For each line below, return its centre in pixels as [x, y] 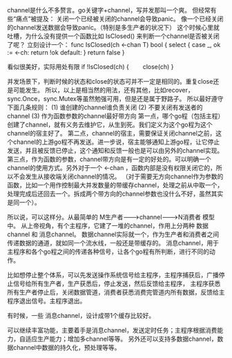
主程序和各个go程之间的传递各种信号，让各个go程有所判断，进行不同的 [108, 252]
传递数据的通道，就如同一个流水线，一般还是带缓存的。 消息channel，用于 [113, 243]
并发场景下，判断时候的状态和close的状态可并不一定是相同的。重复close [110, 81]
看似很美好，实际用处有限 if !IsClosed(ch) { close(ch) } [90, 67]
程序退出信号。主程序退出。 [47, 301]
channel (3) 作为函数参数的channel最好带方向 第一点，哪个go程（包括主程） [116, 116]
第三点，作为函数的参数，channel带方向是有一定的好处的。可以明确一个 [109, 159]
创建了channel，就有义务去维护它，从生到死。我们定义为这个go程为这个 [110, 124]
